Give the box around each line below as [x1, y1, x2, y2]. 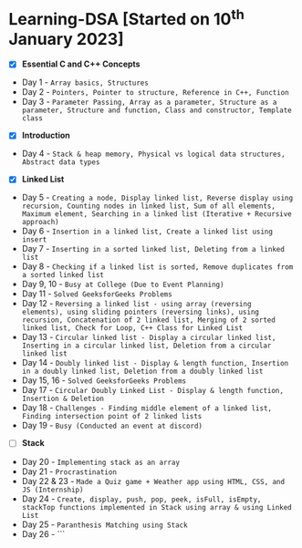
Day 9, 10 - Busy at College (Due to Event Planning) [21, 279, 224, 290]
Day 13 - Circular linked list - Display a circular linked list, [21, 332, 276, 343]
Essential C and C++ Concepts [21, 58, 141, 69]
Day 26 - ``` [21, 528, 66, 539]
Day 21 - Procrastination [21, 466, 118, 477]
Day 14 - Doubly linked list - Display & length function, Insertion [21, 357, 289, 368]
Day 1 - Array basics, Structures [21, 77, 150, 88]
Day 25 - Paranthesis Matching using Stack [21, 519, 188, 530]
